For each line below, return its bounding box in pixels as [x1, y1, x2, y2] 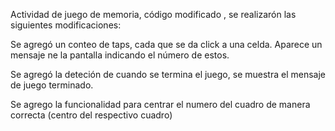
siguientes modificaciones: [10, 19, 122, 31]
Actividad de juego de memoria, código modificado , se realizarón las [10, 9, 297, 20]
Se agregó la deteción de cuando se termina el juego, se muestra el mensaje [10, 69, 326, 80]
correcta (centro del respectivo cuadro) [10, 109, 173, 121]
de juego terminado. [10, 79, 94, 91]
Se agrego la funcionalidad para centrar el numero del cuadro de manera [10, 99, 311, 110]
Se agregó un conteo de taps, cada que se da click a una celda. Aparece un [10, 39, 323, 50]
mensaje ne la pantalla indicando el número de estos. [10, 49, 230, 61]
